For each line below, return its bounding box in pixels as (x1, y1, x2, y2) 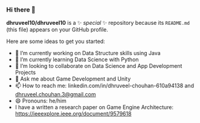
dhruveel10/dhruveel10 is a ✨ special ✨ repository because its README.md (6, 19, 190, 27)
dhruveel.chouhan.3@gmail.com (15, 91, 96, 98)
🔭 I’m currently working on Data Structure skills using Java (15, 50, 161, 57)
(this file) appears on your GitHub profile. (6, 26, 109, 33)
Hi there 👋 (6, 5, 36, 14)
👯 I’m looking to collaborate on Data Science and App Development (15, 62, 182, 70)
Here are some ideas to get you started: (6, 38, 106, 45)
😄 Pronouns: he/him (15, 97, 66, 105)
